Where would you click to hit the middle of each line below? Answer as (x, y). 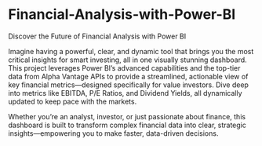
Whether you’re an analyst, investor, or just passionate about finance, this (127, 116)
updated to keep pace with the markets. (73, 101)
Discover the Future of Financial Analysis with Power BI (97, 36)
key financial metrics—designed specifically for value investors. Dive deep (129, 85)
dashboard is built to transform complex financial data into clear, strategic (127, 125)
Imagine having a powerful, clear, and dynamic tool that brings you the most (131, 51)
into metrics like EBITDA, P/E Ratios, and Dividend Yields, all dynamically (125, 93)
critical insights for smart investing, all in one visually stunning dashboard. (127, 60)
